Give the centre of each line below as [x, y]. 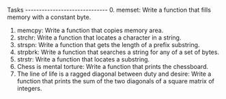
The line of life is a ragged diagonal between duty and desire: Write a [114, 74]
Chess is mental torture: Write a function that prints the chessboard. [112, 67]
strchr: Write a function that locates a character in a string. [99, 38]
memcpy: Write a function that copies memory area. [90, 30]
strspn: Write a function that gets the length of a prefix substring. [108, 45]
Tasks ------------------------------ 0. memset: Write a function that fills [109, 10]
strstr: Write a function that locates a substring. [83, 59]
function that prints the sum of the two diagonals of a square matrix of [116, 81]
